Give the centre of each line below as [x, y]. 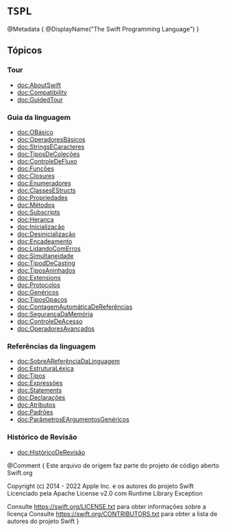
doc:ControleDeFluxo [47, 161]
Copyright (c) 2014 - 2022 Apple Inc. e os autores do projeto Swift [100, 486]
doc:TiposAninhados [46, 270]
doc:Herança [35, 219]
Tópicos [25, 50]
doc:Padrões [35, 412]
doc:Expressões [40, 383]
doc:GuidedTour [40, 99]
